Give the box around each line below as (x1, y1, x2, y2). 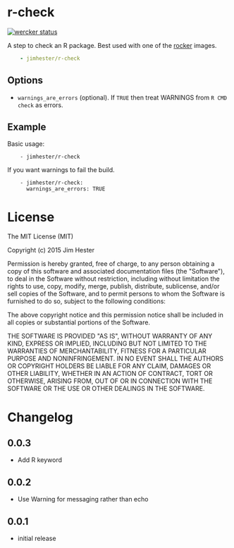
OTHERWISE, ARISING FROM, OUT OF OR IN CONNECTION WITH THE (7, 377, 213, 385)
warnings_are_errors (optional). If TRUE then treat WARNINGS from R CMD (17, 93, 228, 102)
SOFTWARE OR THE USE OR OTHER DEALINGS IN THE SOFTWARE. (7, 384, 205, 393)
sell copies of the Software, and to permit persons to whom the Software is (7, 290, 226, 298)
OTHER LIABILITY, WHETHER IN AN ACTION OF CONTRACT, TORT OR (7, 370, 213, 378)
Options (7, 75, 44, 87)
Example (7, 121, 47, 133)
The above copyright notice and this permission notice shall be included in (7, 311, 223, 319)
